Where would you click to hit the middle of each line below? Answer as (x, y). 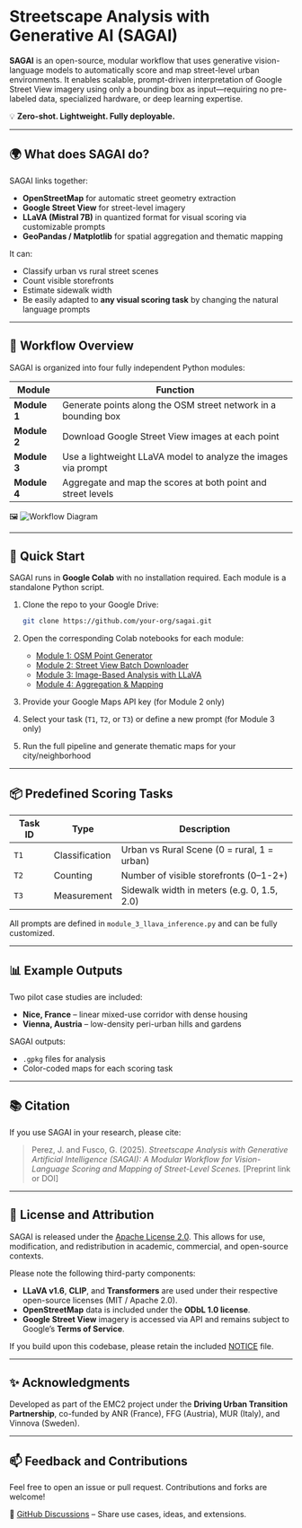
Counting (73, 876)
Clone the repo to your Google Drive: (90, 605)
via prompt (85, 467)
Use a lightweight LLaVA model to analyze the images (175, 456)
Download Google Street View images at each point (171, 436)
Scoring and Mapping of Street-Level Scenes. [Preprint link (181, 1169)
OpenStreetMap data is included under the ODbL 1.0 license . (136, 1310)
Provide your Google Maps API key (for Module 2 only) (123, 702)
